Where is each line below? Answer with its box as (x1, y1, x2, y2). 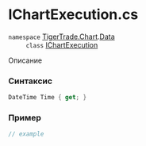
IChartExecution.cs (8, 6, 139, 24)
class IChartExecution (25, 40, 98, 49)
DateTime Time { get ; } (8, 94, 87, 102)
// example (8, 130, 44, 138)
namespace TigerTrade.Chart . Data (8, 32, 115, 41)
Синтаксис (8, 75, 53, 86)
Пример (8, 113, 42, 124)
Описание (8, 56, 42, 65)
